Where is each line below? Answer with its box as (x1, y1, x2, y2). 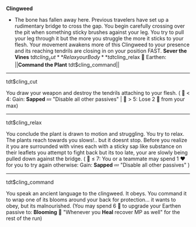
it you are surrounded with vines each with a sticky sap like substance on (6, 143, 183, 150)
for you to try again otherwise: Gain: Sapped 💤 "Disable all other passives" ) (6, 161, 190, 168)
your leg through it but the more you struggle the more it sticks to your (14, 35, 184, 42)
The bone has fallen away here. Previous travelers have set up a (14, 16, 169, 23)
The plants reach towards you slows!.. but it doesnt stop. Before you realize (6, 136, 188, 143)
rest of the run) (6, 215, 43, 222)
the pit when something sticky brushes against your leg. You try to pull (14, 29, 184, 36)
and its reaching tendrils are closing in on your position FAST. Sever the (14, 47, 187, 54)
